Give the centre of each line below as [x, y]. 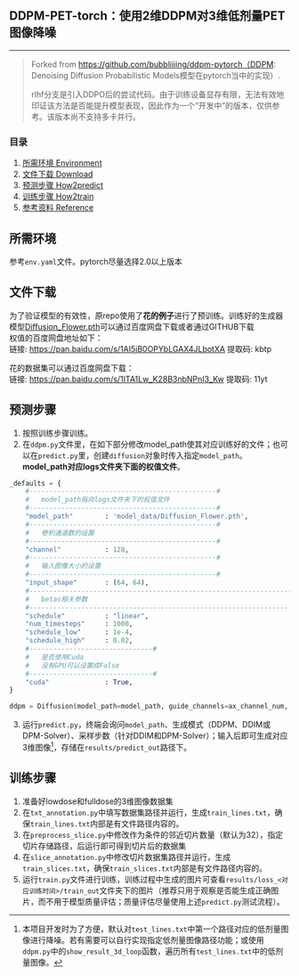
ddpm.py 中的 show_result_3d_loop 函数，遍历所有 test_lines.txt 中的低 [149, 951]
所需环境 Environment [62, 163]
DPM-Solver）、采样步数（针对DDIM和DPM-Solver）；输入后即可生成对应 [155, 736]
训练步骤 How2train [58, 197]
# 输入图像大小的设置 [63, 566]
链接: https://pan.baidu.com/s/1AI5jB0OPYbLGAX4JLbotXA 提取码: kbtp [141, 349]
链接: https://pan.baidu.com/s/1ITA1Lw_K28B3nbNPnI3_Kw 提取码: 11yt [138, 379]
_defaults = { [36, 483]
